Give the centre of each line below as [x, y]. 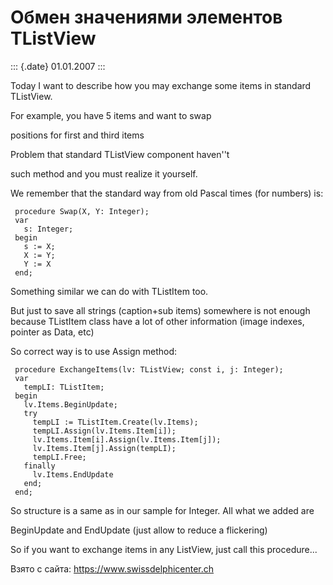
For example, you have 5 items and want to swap [111, 115]
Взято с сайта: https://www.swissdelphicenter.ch [112, 568]
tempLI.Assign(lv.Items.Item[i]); [104, 431]
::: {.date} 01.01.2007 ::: [58, 66]
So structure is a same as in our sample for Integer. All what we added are [162, 510]
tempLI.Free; [59, 457]
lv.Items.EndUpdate [73, 474]
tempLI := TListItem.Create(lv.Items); [115, 422]
